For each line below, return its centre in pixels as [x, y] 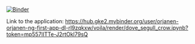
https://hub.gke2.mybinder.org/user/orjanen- [122, 21]
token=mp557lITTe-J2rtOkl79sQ [47, 34]
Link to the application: [35, 21]
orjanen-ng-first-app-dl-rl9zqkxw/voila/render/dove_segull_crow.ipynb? [97, 28]
